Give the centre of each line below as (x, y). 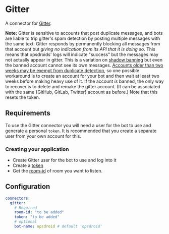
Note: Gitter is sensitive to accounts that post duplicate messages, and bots (84, 33)
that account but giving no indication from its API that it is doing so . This (80, 49)
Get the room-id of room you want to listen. (58, 171)
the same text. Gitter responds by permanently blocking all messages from (83, 43)
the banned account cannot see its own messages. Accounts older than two (84, 65)
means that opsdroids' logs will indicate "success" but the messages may (82, 54)
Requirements (28, 113)
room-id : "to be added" (39, 212)
